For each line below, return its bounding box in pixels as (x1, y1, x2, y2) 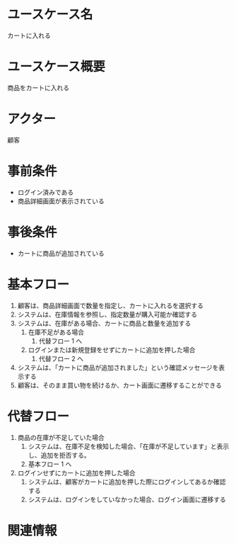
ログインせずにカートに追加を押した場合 (17, 468, 136, 477)
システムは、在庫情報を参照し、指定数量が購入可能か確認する (17, 310, 198, 319)
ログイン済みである (17, 188, 74, 196)
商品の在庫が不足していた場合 (17, 433, 105, 441)
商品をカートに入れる (7, 83, 69, 92)
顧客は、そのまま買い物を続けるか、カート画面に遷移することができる (17, 380, 223, 390)
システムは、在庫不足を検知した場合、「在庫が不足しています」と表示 (28, 442, 230, 450)
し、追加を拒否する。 (28, 450, 90, 459)
